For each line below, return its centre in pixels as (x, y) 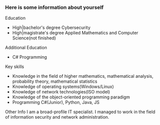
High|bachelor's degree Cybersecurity (51, 28)
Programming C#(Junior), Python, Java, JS (56, 102)
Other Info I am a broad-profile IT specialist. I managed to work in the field (80, 112)
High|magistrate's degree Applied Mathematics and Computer (75, 33)
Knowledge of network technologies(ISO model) (61, 92)
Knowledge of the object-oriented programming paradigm (71, 97)
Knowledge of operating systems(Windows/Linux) (63, 87)
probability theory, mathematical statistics (55, 81)
